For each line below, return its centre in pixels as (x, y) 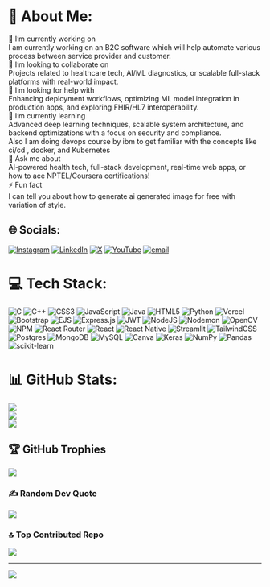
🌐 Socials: (35, 230)
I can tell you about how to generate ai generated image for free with (122, 196)
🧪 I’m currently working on (52, 39)
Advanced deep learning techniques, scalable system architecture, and (126, 124)
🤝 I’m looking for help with (51, 90)
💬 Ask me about (35, 158)
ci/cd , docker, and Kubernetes (59, 150)
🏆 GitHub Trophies (57, 450)
